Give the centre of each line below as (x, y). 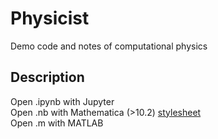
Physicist (50, 18)
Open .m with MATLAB (57, 123)
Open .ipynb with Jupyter (62, 101)
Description (47, 77)
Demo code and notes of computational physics (109, 46)
